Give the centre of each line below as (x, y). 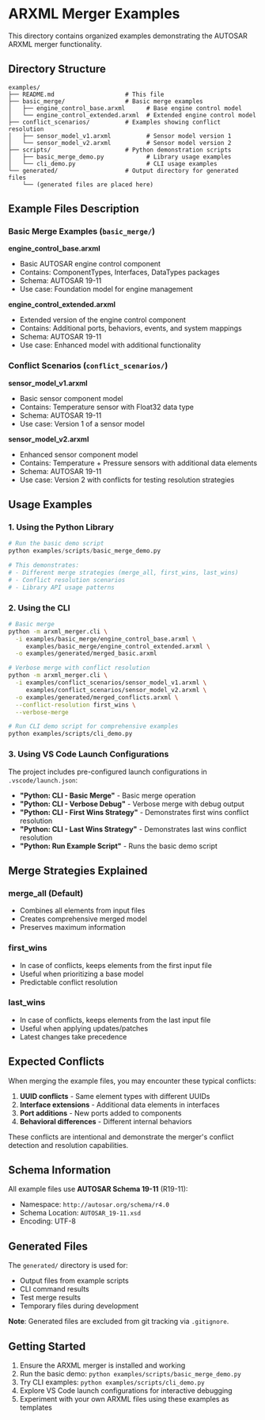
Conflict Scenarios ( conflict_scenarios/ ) (88, 366)
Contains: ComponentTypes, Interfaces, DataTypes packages (119, 272)
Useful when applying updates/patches (84, 1028)
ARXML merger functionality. (55, 44)
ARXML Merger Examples (94, 14)
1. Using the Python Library (61, 527)
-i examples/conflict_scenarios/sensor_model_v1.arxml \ (111, 683)
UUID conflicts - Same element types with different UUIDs (115, 1096)
